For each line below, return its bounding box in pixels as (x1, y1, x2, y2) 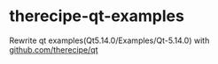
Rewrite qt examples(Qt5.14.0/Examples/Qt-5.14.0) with (9, 35, 210, 46)
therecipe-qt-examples (9, 6, 184, 26)
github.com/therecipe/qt (9, 44, 98, 54)
